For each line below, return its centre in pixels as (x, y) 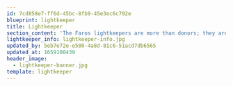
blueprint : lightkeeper (41, 20)
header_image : (27, 59)
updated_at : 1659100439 (41, 53)
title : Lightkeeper (35, 26)
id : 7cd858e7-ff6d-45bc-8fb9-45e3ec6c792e (69, 14)
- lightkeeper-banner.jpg (50, 65)
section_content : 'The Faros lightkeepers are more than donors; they (111, 33)
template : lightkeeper (39, 71)
